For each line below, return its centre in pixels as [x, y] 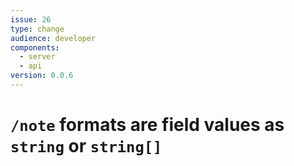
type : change [37, 29]
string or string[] [86, 146]
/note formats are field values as [147, 125]
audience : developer [53, 38]
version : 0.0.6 [42, 76]
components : [35, 47]
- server [37, 57]
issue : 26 [31, 19]
